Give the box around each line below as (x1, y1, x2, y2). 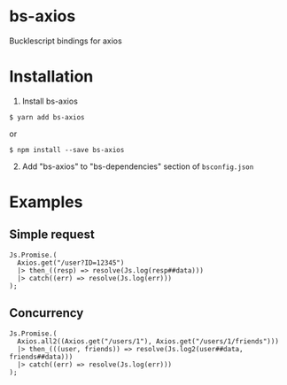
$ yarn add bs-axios (9, 112, 86, 121)
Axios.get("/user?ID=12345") (17, 258, 125, 267)
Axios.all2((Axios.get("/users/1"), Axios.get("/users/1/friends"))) (17, 336, 279, 346)
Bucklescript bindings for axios (9, 35, 122, 46)
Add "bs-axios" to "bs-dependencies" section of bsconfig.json (21, 161, 254, 172)
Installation (9, 66, 94, 87)
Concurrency (9, 305, 84, 320)
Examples (9, 192, 83, 212)
